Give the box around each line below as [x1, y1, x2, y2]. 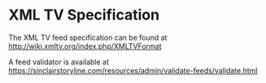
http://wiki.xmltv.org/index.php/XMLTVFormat [8, 41, 162, 50]
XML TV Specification [8, 6, 160, 24]
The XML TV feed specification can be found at [8, 33, 168, 42]
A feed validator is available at [8, 57, 110, 67]
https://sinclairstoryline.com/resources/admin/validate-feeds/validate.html [8, 65, 258, 75]
